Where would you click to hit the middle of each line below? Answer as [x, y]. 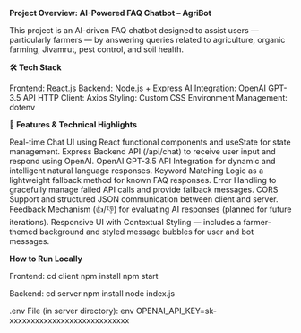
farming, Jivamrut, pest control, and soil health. [96, 49]
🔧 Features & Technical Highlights [73, 124]
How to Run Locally [46, 259]
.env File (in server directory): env [72, 311]
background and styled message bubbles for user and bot [146, 232]
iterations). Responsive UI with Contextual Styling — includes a [125, 222]
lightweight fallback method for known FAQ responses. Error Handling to [143, 180]
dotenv [22, 107]
